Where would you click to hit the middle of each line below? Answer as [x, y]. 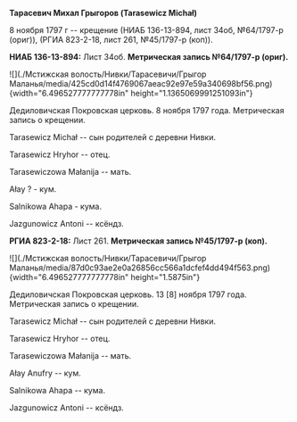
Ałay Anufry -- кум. [45, 373]
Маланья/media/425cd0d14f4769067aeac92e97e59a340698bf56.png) [141, 83]
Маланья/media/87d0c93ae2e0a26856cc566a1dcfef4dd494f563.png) [140, 268]
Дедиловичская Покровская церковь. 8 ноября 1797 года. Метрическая [147, 110]
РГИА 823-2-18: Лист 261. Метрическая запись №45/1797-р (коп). [138, 241]
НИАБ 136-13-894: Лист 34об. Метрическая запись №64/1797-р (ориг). [149, 57]
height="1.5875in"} [165, 277]
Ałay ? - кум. [33, 189]
